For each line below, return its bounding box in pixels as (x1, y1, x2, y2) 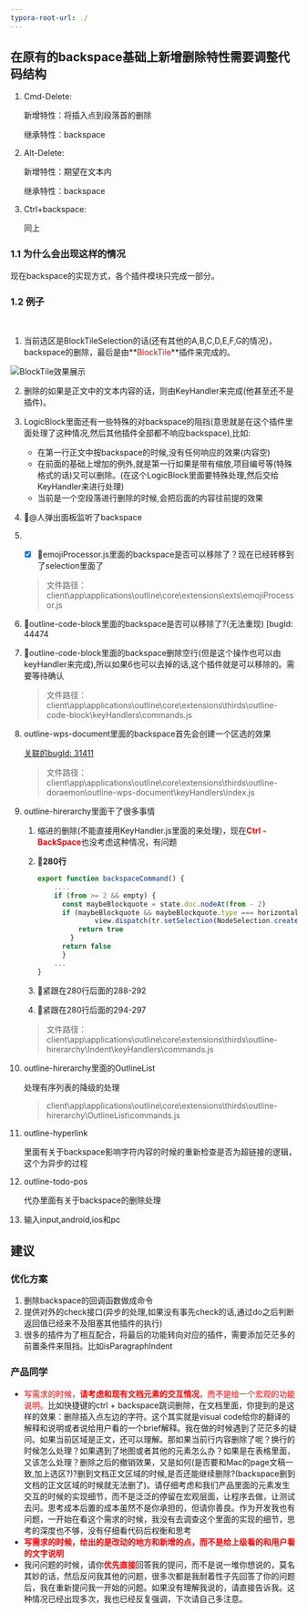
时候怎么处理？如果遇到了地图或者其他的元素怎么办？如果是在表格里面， (23, 1445, 295, 1456)
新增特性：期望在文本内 (23, 166, 112, 178)
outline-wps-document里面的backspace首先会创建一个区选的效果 (23, 728, 271, 739)
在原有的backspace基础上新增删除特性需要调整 (10, 49, 279, 65)
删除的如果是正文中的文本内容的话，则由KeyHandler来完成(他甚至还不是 (23, 385, 294, 396)
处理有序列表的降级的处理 (23, 1082, 120, 1093)
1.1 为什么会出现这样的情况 (10, 248, 126, 261)
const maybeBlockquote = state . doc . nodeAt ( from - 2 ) (61, 899, 267, 909)
